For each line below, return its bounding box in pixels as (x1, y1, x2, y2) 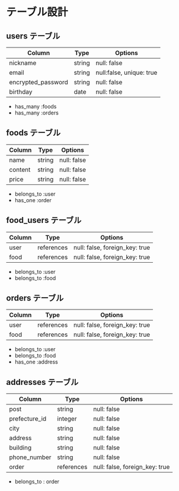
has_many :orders (14, 109, 59, 116)
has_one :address (14, 358, 58, 365)
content (9, 165, 31, 174)
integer (57, 415, 77, 423)
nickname (9, 59, 37, 67)
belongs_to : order (14, 478, 60, 485)
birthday (9, 88, 33, 95)
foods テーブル (6, 128, 61, 138)
